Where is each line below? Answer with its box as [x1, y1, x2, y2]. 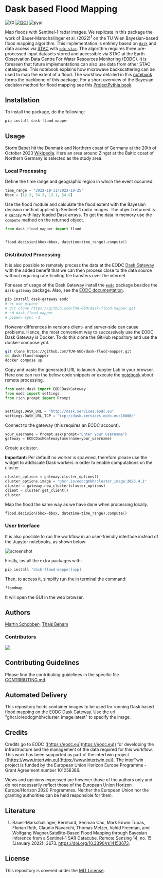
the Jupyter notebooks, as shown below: [5, 539, 87, 545]
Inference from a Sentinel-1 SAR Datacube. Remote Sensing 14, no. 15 [12, 835, 152, 841]
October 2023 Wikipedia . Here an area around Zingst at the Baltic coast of [5, 150, 154, 156]
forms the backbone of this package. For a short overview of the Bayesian [5, 77, 154, 83]
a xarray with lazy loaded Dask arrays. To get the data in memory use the [5, 212, 152, 218]
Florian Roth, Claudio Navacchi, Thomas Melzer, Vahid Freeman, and [12, 825, 150, 831]
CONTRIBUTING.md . [5, 677, 47, 682]
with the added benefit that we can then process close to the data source [5, 267, 152, 273]
